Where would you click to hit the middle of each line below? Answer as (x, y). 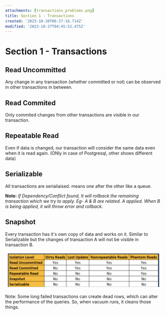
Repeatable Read (32, 136)
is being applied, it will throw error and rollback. (54, 206)
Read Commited (31, 103)
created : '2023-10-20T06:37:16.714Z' (44, 21)
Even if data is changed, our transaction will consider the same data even (80, 148)
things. (12, 307)
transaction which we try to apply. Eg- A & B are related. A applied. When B (83, 201)
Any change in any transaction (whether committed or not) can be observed (83, 82)
